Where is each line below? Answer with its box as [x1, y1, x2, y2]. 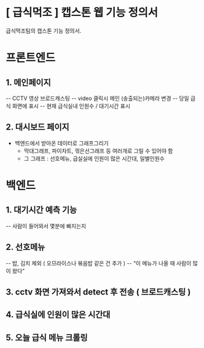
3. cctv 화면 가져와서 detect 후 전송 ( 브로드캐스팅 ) [6, 287, 191, 297]
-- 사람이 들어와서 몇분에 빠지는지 [6, 222, 87, 230]
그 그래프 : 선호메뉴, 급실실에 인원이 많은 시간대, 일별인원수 [23, 155, 165, 162]
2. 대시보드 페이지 [6, 122, 69, 133]
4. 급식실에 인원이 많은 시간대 [6, 309, 111, 320]
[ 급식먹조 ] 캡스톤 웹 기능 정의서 [6, 6, 158, 20]
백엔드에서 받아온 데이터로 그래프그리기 [14, 139, 109, 147]
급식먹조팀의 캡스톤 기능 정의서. [6, 27, 82, 34]
